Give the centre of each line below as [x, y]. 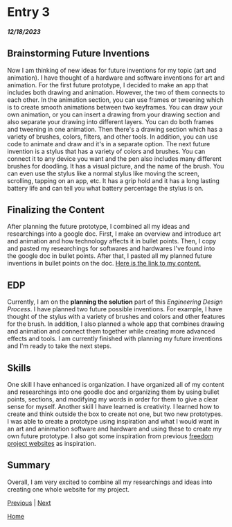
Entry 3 [29, 12]
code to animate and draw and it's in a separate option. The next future [109, 144]
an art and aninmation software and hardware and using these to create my [115, 429]
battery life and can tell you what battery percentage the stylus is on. [106, 188]
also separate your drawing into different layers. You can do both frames [111, 121]
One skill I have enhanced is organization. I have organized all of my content [116, 385]
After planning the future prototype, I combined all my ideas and [99, 227]
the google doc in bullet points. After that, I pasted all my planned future [110, 256]
